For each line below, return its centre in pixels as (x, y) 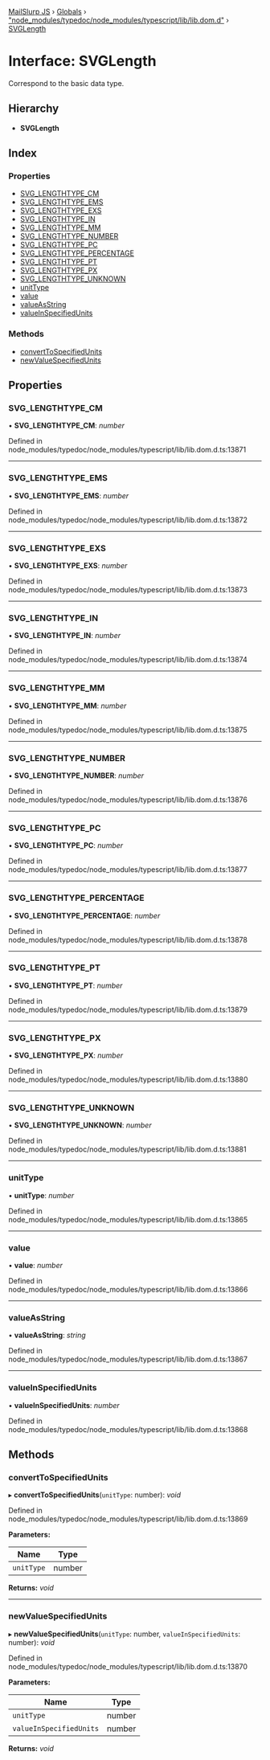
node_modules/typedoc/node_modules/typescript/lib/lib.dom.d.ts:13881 (127, 1149)
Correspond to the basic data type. (66, 83)
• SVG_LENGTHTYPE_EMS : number (69, 495)
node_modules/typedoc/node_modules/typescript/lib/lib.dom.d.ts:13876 (128, 800)
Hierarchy (34, 109)
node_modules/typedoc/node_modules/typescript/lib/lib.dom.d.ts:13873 (128, 590)
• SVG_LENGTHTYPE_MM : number (67, 706)
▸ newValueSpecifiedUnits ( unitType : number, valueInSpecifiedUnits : (125, 1634)
